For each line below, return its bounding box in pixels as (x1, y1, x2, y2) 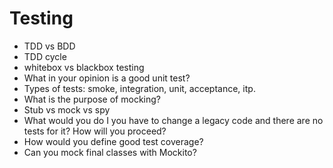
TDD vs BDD (23, 40, 76, 52)
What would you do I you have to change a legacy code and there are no (23, 114, 324, 126)
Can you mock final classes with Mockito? (23, 146, 197, 158)
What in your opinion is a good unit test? (23, 72, 191, 84)
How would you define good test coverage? (23, 135, 204, 147)
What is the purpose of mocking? (23, 93, 161, 105)
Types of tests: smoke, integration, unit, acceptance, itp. (23, 82, 256, 94)
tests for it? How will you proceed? (23, 125, 167, 137)
